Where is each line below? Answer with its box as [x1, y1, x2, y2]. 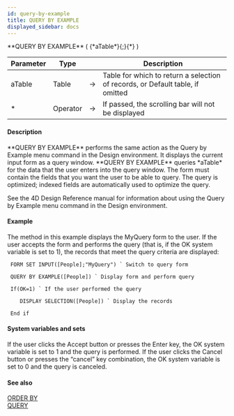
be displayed [102, 108, 145, 118]
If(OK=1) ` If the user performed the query [10, 285, 141, 292]
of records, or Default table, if [102, 80, 199, 89]
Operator [52, 104, 82, 114]
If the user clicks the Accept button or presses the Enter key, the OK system [7, 340, 225, 348]
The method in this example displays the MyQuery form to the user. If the [7, 232, 217, 241]
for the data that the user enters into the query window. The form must [7, 165, 210, 174]
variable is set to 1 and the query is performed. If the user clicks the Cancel [7, 347, 223, 356]
